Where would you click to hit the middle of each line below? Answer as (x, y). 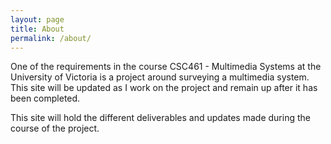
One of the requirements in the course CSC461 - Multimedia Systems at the (166, 67)
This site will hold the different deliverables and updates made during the (160, 118)
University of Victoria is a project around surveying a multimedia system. (160, 77)
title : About (37, 29)
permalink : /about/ (51, 38)
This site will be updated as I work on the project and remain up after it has (164, 88)
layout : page (37, 19)
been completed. (45, 98)
